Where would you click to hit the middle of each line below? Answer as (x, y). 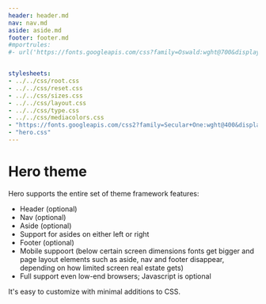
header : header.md (38, 15)
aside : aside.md (35, 30)
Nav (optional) (43, 217)
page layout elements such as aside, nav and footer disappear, (122, 259)
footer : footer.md (38, 38)
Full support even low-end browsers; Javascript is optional (115, 276)
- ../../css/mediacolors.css (56, 118)
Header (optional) (48, 209)
